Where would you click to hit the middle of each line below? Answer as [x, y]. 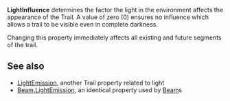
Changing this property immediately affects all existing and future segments [114, 38]
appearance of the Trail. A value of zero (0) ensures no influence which [108, 17]
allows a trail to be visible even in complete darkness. [82, 24]
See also [26, 67]
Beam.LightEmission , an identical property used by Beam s [100, 90]
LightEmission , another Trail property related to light [91, 83]
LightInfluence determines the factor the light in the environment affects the [115, 10]
